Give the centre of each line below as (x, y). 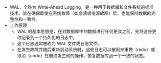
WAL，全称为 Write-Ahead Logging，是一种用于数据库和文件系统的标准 (82, 7)
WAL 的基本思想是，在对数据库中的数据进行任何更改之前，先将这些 (85, 31)
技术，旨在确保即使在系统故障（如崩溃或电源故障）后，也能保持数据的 (80, 13)
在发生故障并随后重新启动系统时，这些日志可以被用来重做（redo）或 (86, 49)
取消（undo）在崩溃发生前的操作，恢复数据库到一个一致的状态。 (82, 55)
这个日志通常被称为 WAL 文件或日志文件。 (59, 43)
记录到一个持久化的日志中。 (49, 37)
